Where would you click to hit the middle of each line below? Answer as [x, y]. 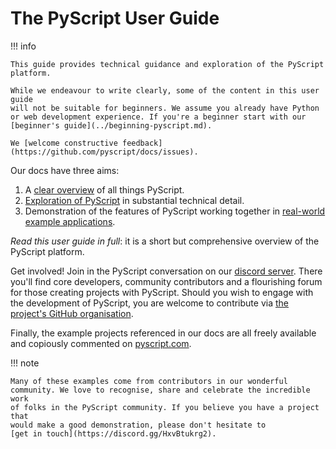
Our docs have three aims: [65, 170]
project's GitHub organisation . [72, 313]
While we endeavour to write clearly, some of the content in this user [165, 90]
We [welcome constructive [64, 143]
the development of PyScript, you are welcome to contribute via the [149, 303]
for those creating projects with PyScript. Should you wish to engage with [162, 292]
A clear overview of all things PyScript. [104, 189]
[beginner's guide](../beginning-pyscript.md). [111, 125]
